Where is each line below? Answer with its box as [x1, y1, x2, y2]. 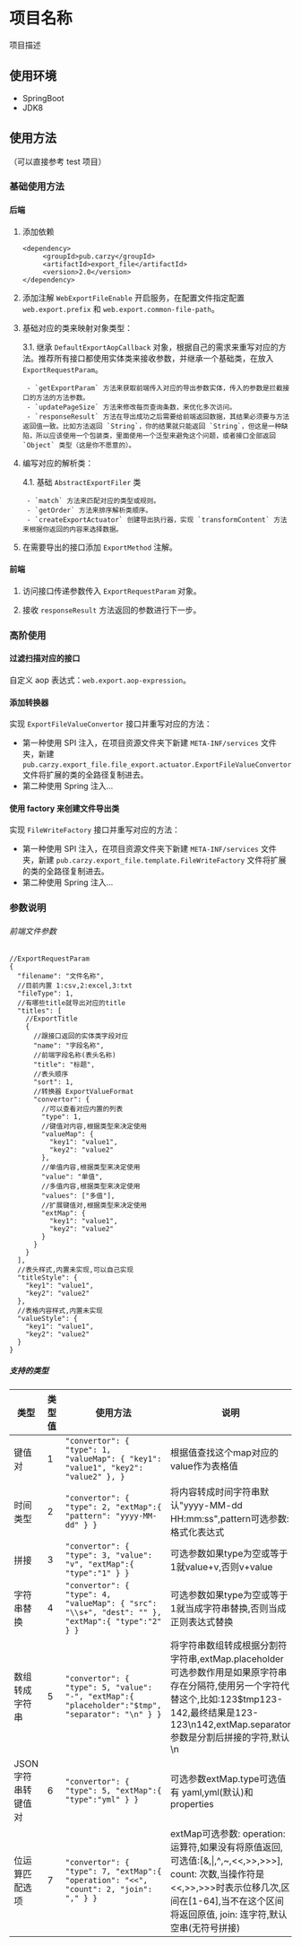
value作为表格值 [169, 1459, 239, 1472]
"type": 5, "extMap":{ [64, 1785, 162, 1795]
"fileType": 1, [17, 988, 74, 998]
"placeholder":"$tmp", [64, 1700, 162, 1710]
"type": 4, [64, 1589, 112, 1599]
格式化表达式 [169, 1525, 225, 1538]
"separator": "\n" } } [64, 1709, 162, 1719]
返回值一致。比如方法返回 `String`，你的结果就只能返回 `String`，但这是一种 [21, 421, 282, 430]
